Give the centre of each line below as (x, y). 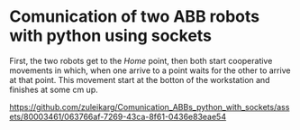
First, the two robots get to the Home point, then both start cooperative (141, 60)
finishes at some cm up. (54, 89)
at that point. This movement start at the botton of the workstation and (140, 79)
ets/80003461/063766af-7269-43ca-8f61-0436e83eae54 (118, 116)
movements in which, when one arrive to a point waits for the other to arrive (150, 70)
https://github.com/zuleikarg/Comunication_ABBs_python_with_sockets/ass (150, 107)
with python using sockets (111, 36)
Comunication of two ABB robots (134, 17)
